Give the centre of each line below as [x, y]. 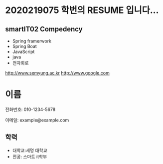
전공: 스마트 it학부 [30, 156]
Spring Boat [25, 46]
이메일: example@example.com [37, 120]
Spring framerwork [32, 41]
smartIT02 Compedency [44, 29]
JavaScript [23, 51]
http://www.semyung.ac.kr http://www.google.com [57, 73]
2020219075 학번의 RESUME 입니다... [82, 10]
